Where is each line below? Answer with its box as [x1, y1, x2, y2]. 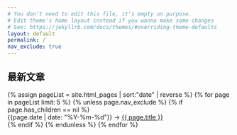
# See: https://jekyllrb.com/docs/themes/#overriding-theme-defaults [7, 23, 218, 30]
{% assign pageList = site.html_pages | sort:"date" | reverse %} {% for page [7, 90, 230, 99]
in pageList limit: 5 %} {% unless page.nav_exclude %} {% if [7, 98, 183, 106]
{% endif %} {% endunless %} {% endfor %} [7, 120, 138, 129]
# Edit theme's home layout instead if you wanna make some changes [7, 17, 214, 24]
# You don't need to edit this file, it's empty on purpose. [7, 10, 192, 18]
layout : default [7, 30, 55, 37]
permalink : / [7, 37, 46, 44]
